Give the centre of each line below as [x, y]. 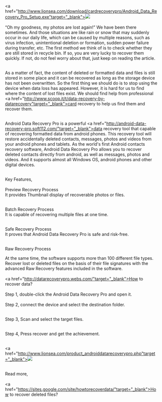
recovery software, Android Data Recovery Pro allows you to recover [73, 149]
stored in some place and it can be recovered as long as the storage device [80, 78]
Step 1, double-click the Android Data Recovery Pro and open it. [68, 294]
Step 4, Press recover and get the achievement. [52, 334]
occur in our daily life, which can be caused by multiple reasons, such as [77, 38]
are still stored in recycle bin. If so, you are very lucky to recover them [74, 53]
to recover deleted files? [34, 394]
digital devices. [20, 165]
